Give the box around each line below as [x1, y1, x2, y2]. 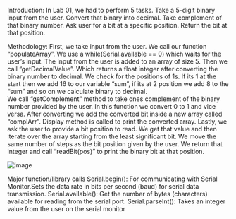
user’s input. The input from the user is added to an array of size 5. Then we [7, 57, 228, 66]
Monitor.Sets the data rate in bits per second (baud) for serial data [7, 182, 199, 190]
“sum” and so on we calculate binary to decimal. [7, 88, 148, 95]
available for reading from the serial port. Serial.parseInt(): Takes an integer [7, 197, 226, 206]
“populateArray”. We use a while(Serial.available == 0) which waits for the [7, 49, 222, 58]
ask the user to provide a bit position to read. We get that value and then [7, 125, 217, 133]
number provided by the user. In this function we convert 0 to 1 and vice [7, 102, 216, 110]
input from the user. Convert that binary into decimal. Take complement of [7, 13, 223, 22]
